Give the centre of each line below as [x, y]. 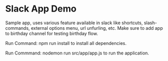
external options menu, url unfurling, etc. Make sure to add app [97, 28]
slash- [150, 23]
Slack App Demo [41, 9]
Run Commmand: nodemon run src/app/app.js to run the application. [77, 53]
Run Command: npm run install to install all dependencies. [66, 43]
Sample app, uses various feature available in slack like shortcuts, [74, 23]
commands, [18, 28]
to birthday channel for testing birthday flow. [52, 33]
